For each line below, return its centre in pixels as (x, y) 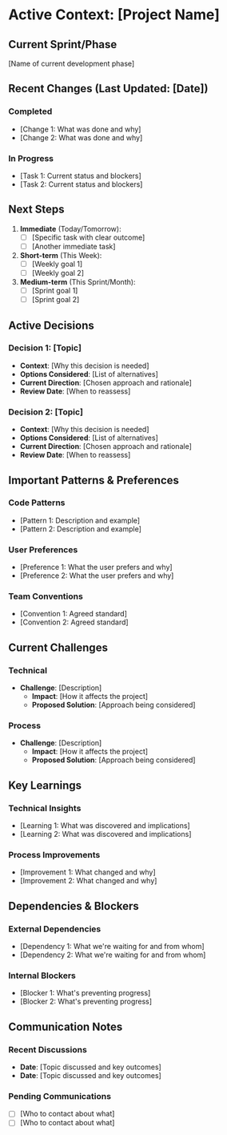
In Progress (31, 158)
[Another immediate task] (74, 246)
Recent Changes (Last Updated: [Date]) (108, 89)
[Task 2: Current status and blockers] (81, 184)
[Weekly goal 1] (57, 264)
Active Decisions (51, 325)
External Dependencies (55, 929)
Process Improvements (54, 855)
